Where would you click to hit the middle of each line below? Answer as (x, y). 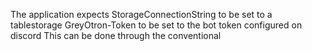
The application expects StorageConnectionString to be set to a (141, 14)
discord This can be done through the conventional (116, 35)
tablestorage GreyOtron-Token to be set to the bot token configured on (156, 25)
